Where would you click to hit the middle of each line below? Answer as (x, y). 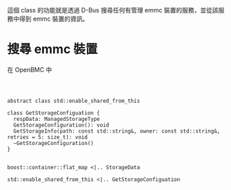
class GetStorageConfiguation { (53, 113)
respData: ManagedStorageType (57, 119)
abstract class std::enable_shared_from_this (73, 101)
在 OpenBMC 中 (30, 69)
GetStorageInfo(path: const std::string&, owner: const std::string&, (117, 131)
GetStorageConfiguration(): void (61, 125)
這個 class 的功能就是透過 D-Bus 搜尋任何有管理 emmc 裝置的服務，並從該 (113, 10)
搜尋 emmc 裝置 (52, 49)
